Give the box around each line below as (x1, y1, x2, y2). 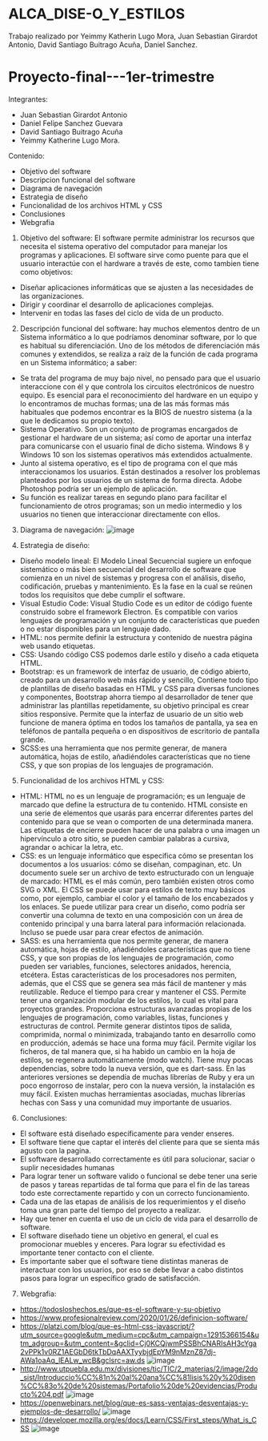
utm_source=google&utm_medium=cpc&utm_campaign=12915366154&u (19, 1330, 260, 1339)
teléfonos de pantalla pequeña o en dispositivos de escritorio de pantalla (19, 726, 260, 735)
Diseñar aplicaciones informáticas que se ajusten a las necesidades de (19, 282, 254, 292)
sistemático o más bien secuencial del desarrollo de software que (19, 564, 237, 574)
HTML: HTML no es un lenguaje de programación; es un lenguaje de (19, 791, 246, 801)
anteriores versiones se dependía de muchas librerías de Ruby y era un (19, 1072, 255, 1081)
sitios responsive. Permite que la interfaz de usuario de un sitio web (19, 709, 244, 718)
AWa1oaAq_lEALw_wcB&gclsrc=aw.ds (19, 1355, 146, 1365)
